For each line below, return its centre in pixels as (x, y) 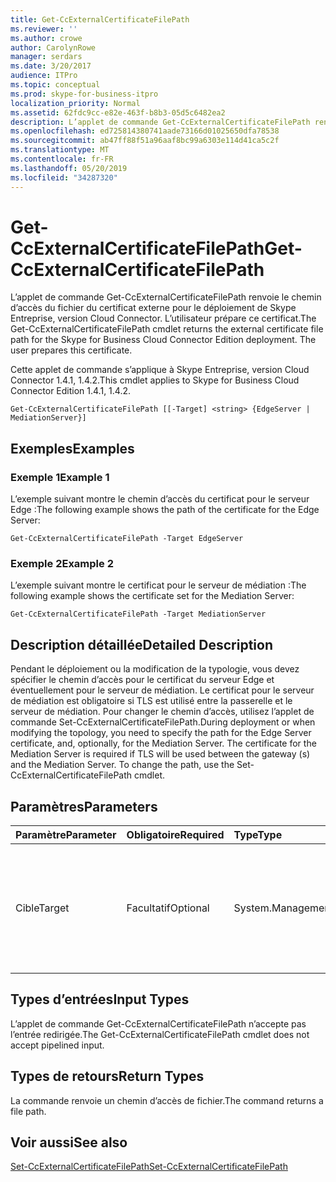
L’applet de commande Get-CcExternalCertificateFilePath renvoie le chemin (166, 297)
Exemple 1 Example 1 (60, 477)
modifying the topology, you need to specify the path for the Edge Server (161, 733)
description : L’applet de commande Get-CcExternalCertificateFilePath (160, 122)
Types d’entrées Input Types (100, 999)
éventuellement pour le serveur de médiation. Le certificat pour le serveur (162, 690)
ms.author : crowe (46, 38)
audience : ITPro (44, 76)
